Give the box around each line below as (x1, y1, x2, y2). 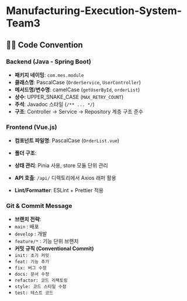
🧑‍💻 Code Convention (6, 40, 83, 50)
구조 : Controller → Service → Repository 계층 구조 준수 (14, 108, 144, 115)
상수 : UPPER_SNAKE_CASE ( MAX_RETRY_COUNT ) (14, 93, 124, 100)
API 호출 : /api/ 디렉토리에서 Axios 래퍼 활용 (14, 175, 117, 182)
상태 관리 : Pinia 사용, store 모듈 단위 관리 (14, 162, 108, 169)
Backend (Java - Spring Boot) (6, 57, 92, 66)
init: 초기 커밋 (14, 253, 50, 259)
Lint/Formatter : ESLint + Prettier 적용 (14, 187, 104, 194)
